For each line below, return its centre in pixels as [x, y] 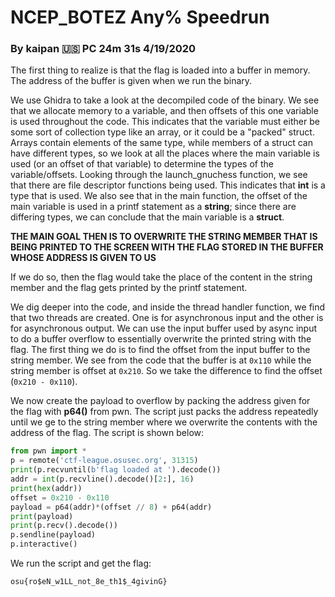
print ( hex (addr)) [46, 488]
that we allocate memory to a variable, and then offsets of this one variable [164, 111]
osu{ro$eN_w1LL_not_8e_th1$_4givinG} [89, 582]
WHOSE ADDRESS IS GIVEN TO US [83, 258]
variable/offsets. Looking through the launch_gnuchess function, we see [159, 175]
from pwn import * [48, 451]
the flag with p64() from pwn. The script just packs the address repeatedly [164, 412]
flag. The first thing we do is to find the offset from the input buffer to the [160, 350]
